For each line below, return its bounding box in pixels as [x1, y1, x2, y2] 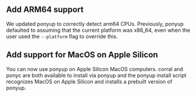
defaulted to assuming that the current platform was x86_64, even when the [6, 26, 191, 34]
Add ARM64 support [6, 5, 84, 15]
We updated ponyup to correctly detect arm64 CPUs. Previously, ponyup [6, 20, 184, 27]
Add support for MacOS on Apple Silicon [6, 50, 158, 60]
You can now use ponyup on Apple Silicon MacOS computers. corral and [6, 65, 184, 72]
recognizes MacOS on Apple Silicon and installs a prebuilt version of [6, 78, 172, 85]
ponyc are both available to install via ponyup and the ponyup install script [6, 72, 187, 79]
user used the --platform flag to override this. [6, 32, 118, 40]
